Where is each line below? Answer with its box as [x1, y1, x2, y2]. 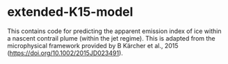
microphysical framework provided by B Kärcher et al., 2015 [7, 41, 179, 50]
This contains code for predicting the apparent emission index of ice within [7, 27, 222, 35]
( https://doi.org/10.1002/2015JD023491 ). [7, 49, 124, 57]
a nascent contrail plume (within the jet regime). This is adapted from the [7, 34, 215, 42]
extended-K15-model [7, 4, 133, 20]
